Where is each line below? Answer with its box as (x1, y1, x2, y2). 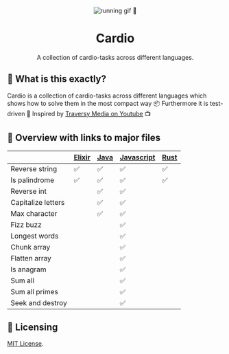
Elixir (73, 152, 91, 162)
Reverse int (10, 186, 47, 196)
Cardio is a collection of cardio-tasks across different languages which (7, 91, 207, 100)
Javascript (119, 152, 156, 162)
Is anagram (10, 265, 47, 274)
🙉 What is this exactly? (7, 73, 106, 85)
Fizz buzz (10, 220, 43, 230)
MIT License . (7, 340, 44, 348)
